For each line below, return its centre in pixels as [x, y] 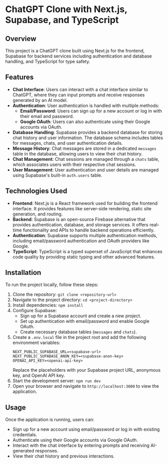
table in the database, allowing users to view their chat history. [77, 154]
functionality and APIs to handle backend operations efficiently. [89, 230]
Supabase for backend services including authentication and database [79, 56]
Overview [21, 39]
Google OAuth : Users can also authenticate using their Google [85, 122]
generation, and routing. [38, 214]
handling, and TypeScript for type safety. [48, 61]
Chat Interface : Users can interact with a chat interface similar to [80, 89]
